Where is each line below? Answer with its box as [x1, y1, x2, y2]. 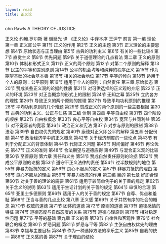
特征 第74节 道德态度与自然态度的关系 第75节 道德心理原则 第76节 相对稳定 [5, 209, 158, 215]
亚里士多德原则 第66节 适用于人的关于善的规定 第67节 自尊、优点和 [15, 190, 153, 196]
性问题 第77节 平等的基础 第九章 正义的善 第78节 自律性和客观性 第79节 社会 [5, 215, 160, 221]
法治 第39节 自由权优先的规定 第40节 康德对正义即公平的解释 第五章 [5, 128, 143, 134]
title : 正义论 [5, 12, 32, 17]
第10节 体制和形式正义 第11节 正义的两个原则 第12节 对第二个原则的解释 [5, 60, 149, 66]
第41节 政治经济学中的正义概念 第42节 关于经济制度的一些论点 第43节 [10, 135, 152, 141]
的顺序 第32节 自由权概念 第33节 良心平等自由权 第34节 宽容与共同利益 [5, 116, 150, 122]
